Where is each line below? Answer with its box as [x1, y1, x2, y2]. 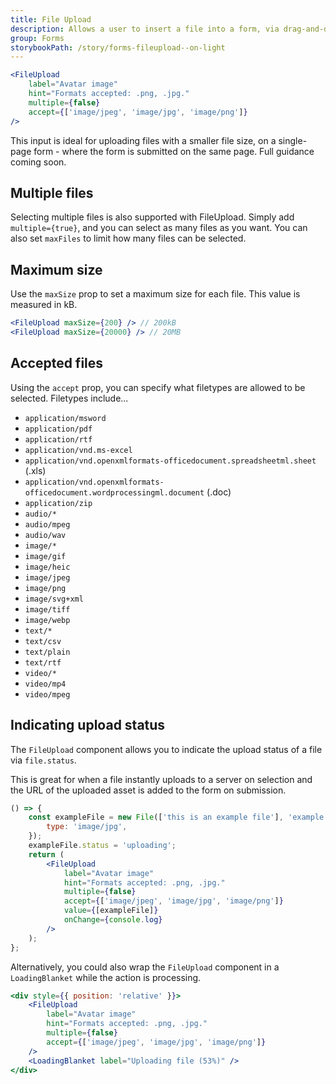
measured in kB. [10, 299, 78, 311]
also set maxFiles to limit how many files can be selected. [10, 232, 247, 245]
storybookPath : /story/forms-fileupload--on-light [10, 42, 226, 53]
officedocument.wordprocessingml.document [24, 487, 205, 498]
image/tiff [24, 604, 71, 615]
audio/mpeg [24, 519, 71, 530]
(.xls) [24, 464, 47, 476]
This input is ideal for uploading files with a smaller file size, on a [10, 134, 277, 146]
